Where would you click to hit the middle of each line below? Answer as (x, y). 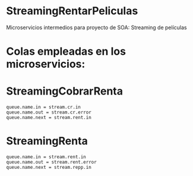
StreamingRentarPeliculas (72, 11)
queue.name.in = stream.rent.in (46, 157)
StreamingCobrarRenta (65, 91)
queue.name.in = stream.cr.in (44, 107)
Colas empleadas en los (66, 51)
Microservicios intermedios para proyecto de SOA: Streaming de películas (96, 27)
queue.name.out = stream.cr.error (49, 112)
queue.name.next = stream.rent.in (49, 118)
